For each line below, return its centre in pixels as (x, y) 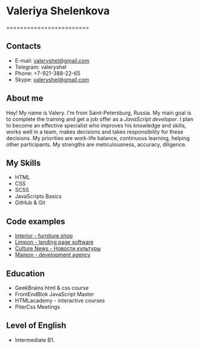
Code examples (36, 221)
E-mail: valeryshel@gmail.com (52, 60)
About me (25, 99)
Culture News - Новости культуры (58, 248)
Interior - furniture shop (44, 236)
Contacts (24, 46)
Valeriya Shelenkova (58, 11)
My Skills (24, 163)
